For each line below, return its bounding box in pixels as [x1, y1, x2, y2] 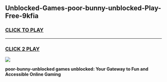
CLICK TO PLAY [5, 27, 44, 34]
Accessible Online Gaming [5, 71, 61, 77]
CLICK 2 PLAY [5, 45, 40, 52]
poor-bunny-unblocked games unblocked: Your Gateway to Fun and [5, 66, 149, 72]
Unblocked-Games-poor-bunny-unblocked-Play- [5, 4, 162, 12]
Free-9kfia [5, 12, 39, 20]
